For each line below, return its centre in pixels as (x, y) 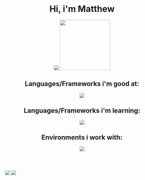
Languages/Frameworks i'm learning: (82, 111)
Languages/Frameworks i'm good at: (82, 84)
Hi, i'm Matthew (82, 9)
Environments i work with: (82, 137)
